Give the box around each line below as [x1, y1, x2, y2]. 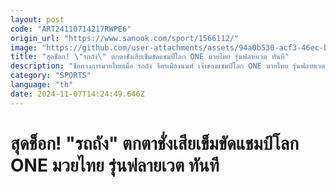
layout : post [10, 14, 65, 25]
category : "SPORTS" [10, 71, 92, 81]
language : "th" [10, 80, 74, 90]
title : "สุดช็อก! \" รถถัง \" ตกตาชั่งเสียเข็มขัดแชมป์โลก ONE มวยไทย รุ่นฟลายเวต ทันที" [10, 52, 290, 62]
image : [10, 42, 38, 53]
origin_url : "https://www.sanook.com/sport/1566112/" [10, 33, 240, 43]
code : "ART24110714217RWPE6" [10, 24, 132, 34]
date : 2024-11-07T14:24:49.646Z [10, 89, 145, 99]
